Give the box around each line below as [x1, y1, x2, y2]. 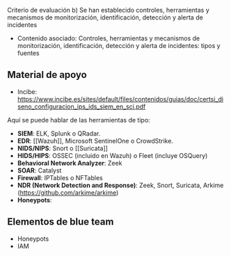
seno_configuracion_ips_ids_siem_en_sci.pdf [17, 102, 146, 111]
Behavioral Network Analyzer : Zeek [17, 159, 122, 167]
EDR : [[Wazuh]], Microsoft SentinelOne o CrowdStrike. [17, 136, 174, 145]
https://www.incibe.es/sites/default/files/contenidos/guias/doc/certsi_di [17, 95, 224, 103]
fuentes [17, 49, 40, 57]
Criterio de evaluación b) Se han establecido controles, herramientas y [7, 6, 210, 14]
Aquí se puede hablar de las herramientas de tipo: [7, 115, 151, 124]
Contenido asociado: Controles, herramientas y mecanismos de [17, 34, 200, 42]
